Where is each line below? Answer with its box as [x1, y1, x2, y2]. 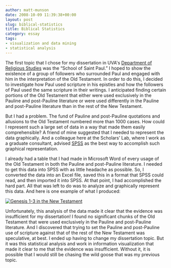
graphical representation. [5, 145, 59, 151]
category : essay [5, 31, 40, 36]
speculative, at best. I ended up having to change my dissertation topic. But [5, 235, 164, 241]
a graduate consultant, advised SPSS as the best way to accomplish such [5, 140, 160, 146]
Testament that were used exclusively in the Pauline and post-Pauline [5, 218, 152, 225]
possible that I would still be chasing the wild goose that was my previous [5, 251, 160, 257]
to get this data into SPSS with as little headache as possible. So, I [5, 166, 144, 172]
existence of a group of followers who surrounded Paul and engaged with [5, 70, 160, 77]
